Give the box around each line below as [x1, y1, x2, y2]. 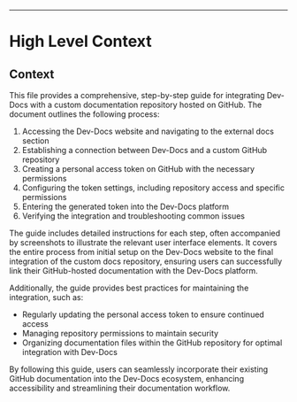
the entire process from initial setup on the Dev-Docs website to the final [9, 247, 274, 257]
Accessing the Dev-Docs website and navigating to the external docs [21, 126, 274, 136]
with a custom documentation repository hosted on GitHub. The [29, 99, 263, 110]
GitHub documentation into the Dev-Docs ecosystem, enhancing [9, 374, 245, 383]
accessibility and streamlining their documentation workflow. [9, 383, 231, 393]
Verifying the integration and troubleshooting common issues [21, 211, 246, 221]
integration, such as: [9, 292, 84, 302]
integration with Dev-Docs [21, 347, 118, 357]
